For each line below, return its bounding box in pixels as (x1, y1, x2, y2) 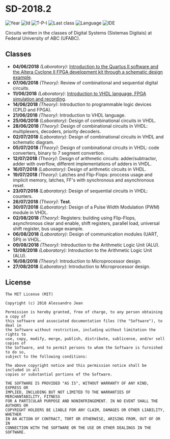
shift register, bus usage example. (12, 225, 84, 231)
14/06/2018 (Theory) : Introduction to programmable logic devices (12, 101, 152, 107)
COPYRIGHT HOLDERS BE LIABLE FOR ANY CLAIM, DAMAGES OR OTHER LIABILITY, (5, 407, 165, 413)
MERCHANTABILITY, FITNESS (5, 394, 60, 399)
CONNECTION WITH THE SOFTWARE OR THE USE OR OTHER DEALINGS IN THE (5, 425, 152, 430)
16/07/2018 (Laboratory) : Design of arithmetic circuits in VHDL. (12, 166, 147, 172)
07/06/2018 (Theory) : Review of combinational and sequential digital (12, 79, 158, 85)
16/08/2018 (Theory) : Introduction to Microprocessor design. (12, 258, 141, 264)
